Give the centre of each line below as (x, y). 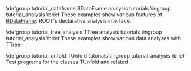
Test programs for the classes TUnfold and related (67, 62)
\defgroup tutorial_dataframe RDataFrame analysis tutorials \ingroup (89, 8)
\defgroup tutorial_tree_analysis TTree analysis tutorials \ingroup (84, 32)
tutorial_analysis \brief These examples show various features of (84, 15)
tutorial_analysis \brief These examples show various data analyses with (93, 38)
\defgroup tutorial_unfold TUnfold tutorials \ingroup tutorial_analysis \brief (95, 56)
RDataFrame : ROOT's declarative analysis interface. (69, 21)
